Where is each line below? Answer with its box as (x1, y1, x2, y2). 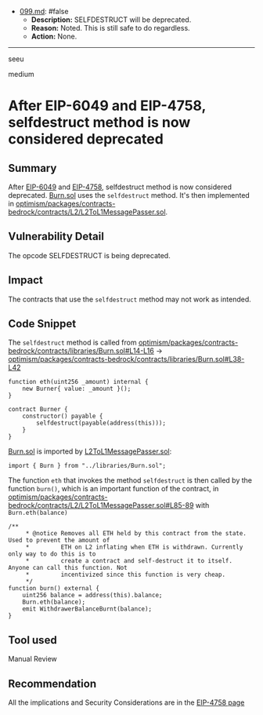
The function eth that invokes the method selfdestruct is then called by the (8, 476, 253, 485)
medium (8, 70, 34, 78)
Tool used (8, 633, 57, 647)
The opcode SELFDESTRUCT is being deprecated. (8, 250, 171, 260)
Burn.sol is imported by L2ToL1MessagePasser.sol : (8, 447, 172, 456)
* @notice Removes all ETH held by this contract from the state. (25, 530, 247, 538)
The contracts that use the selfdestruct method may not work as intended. (8, 294, 252, 304)
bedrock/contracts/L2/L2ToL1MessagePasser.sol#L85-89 (8, 501, 194, 510)
